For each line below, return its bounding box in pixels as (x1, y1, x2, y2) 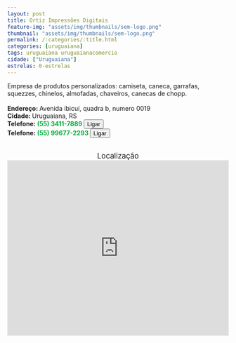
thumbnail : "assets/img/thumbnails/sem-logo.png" (7, 29, 156, 37)
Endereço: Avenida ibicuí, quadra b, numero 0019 (7, 104, 151, 112)
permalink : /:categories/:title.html (7, 36, 118, 43)
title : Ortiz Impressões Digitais (7, 17, 109, 24)
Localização (97, 151, 139, 161)
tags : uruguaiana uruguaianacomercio (7, 50, 118, 57)
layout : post (7, 10, 46, 18)
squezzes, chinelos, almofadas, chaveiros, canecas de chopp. (7, 89, 188, 97)
